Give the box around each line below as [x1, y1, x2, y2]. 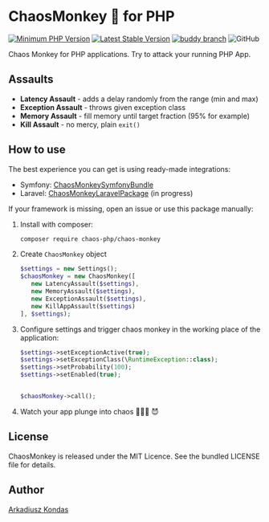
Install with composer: [19, 219, 94, 229]
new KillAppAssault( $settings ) [31, 302, 136, 310]
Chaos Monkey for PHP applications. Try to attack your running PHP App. [8, 49, 251, 59]
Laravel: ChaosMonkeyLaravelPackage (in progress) [19, 188, 194, 198]
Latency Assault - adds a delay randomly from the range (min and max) [19, 94, 259, 104]
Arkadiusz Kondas [8, 504, 69, 514]
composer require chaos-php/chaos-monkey [19, 234, 161, 243]
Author [8, 483, 44, 497]
